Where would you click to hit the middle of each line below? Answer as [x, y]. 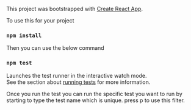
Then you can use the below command [56, 48]
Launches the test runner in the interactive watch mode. [77, 75]
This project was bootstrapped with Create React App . [75, 9]
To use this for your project [40, 20]
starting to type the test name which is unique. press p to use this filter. [95, 100]
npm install [24, 35]
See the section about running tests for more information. [78, 82]
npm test [19, 63]
